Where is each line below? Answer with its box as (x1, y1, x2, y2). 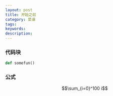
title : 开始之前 (5, 12, 36, 17)
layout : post (5, 7, 33, 13)
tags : (5, 21, 17, 27)
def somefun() (5, 60, 35, 66)
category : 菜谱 (5, 17, 36, 22)
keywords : (5, 26, 26, 31)
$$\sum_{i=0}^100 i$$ (62, 85, 108, 91)
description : (5, 31, 33, 36)
